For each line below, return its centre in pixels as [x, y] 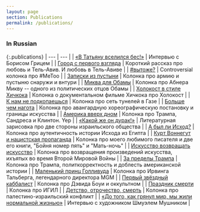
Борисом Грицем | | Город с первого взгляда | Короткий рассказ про [95, 63]
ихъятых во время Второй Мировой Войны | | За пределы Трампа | [92, 158]
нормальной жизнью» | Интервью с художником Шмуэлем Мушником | [98, 202]
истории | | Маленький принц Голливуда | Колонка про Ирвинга [87, 171]
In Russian [22, 44]
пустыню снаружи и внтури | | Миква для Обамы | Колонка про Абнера [97, 82]
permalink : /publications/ [40, 23]
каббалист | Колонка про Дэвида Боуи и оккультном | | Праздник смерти [100, 183]
